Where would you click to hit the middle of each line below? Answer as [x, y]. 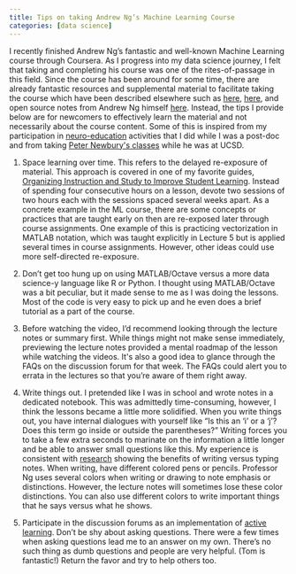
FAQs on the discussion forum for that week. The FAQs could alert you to [154, 366]
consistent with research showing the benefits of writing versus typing [150, 458]
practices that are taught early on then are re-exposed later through [145, 219]
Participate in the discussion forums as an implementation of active [144, 523]
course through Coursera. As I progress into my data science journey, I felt [145, 60]
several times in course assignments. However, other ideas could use [148, 247]
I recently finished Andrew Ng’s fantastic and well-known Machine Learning [147, 50]
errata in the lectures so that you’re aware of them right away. [134, 375]
